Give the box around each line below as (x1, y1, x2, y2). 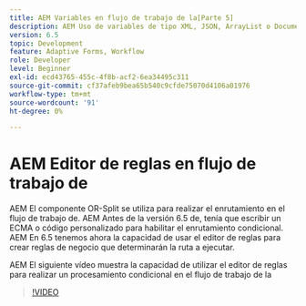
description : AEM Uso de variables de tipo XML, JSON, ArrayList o (9, 22, 271, 31)
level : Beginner (9, 65, 71, 74)
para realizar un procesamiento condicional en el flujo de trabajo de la (9, 270, 272, 280)
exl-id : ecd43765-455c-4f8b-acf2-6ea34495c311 (9, 73, 189, 82)
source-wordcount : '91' (9, 97, 100, 107)
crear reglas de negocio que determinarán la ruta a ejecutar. (9, 242, 235, 253)
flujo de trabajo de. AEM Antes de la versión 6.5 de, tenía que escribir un (9, 213, 281, 224)
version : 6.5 (9, 30, 59, 39)
